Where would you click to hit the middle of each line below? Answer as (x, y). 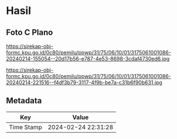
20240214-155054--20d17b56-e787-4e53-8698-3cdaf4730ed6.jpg (88, 59)
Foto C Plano (29, 32)
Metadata (24, 101)
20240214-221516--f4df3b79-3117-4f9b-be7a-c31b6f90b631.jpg (84, 82)
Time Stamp (26, 127)
